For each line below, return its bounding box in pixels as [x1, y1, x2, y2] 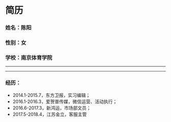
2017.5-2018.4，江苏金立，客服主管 [12, 111, 87, 117]
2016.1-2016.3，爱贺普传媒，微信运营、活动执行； [12, 98, 118, 105]
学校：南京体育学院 [5, 54, 52, 61]
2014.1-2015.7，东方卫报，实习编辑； [12, 92, 91, 98]
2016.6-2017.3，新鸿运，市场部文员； [12, 105, 91, 111]
